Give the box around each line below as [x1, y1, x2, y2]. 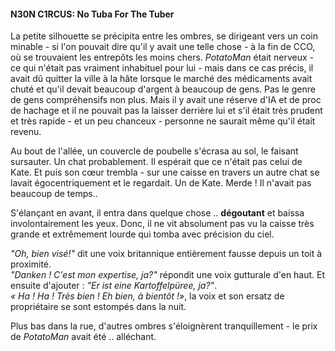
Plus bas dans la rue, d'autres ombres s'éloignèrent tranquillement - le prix [10, 320, 318, 332]
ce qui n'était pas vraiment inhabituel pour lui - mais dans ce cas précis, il [10, 62, 314, 74]
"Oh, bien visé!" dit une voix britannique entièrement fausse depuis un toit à [10, 248, 323, 260]
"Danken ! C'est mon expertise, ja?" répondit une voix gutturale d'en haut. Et [10, 269, 326, 281]
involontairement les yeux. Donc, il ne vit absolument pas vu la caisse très [10, 218, 315, 230]
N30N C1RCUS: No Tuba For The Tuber [10, 8, 175, 20]
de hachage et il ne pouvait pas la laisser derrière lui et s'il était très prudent [10, 105, 323, 117]
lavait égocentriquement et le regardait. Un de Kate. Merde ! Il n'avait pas [10, 177, 312, 189]
